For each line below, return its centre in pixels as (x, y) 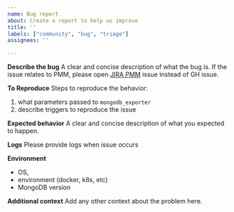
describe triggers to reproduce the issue (77, 110)
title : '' (22, 27)
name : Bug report (33, 14)
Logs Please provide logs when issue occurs (73, 145)
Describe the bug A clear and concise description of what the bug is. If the (117, 67)
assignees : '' (28, 41)
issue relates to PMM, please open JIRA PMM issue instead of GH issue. (113, 75)
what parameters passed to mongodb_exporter (84, 102)
